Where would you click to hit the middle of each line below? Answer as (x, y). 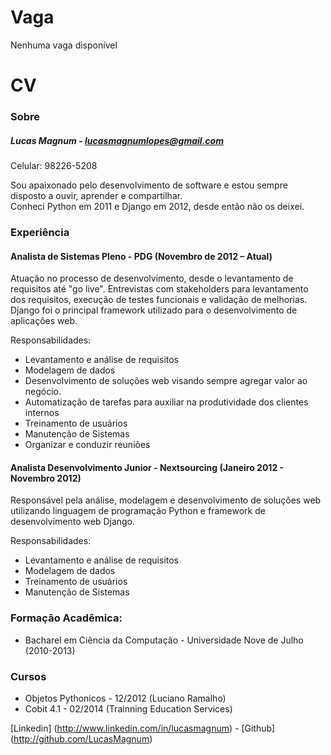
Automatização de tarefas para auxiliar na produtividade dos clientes (166, 402)
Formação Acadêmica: (66, 618)
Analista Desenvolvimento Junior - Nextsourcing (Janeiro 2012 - (147, 467)
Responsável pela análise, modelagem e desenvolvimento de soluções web (166, 500)
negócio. (43, 392)
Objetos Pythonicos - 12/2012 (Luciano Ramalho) (125, 698)
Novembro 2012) (46, 478)
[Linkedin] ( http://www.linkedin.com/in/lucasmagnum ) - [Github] (143, 728)
